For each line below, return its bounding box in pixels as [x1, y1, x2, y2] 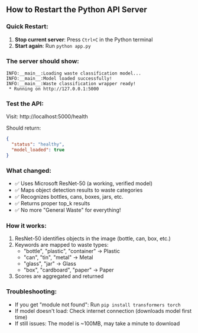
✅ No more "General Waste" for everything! [14, 206, 121, 214]
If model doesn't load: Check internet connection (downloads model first [14, 307, 192, 314]
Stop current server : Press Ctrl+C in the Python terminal [14, 35, 153, 43]
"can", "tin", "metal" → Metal [23, 254, 93, 261]
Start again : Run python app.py [14, 42, 91, 49]
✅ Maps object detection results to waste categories [14, 186, 143, 194]
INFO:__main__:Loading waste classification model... [6, 70, 142, 76]
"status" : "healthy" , [11, 141, 65, 147]
